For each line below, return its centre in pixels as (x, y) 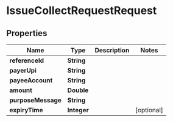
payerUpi (23, 70)
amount (21, 90)
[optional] (149, 110)
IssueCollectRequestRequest (82, 11)
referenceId (27, 60)
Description (112, 50)
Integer (78, 110)
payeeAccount (31, 80)
